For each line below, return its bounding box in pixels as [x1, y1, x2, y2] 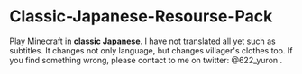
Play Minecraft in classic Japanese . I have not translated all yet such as [9, 36, 277, 46]
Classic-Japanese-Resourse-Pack [9, 6, 273, 27]
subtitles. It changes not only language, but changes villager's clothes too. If [9, 45, 293, 55]
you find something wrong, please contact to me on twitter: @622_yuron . [9, 54, 283, 65]
